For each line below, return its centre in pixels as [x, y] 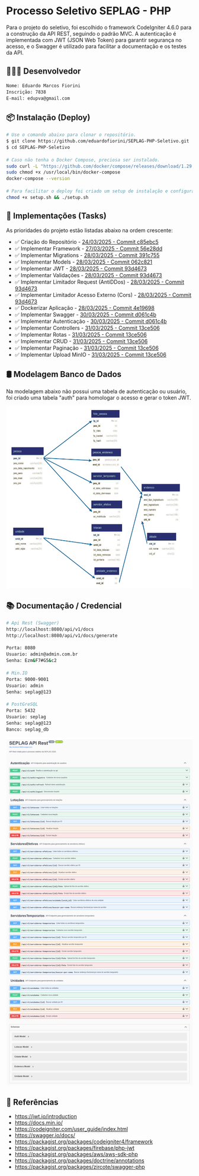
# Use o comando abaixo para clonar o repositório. [71, 135]
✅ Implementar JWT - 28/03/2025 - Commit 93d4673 [81, 268]
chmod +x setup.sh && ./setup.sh [47, 197]
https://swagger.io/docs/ [45, 1135]
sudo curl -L [22, 166]
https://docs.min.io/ [39, 1123]
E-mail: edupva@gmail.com [38, 98]
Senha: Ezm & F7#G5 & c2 [32, 661]
